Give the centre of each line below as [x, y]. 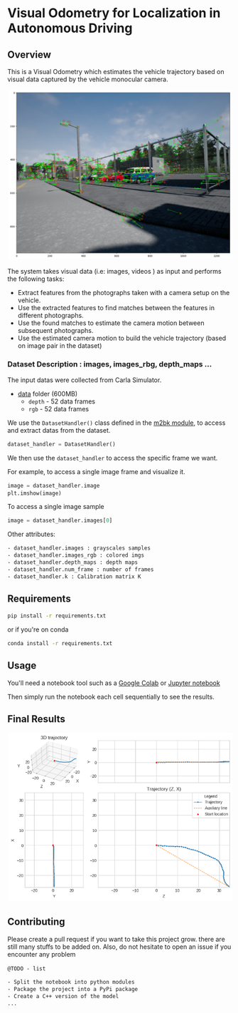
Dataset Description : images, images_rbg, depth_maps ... [110, 364]
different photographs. [50, 316]
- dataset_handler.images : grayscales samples [79, 548]
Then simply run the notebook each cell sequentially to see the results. [111, 696]
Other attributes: [31, 534]
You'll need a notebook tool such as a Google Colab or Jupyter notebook [114, 683]
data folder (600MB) [48, 394]
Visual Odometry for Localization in [114, 13]
